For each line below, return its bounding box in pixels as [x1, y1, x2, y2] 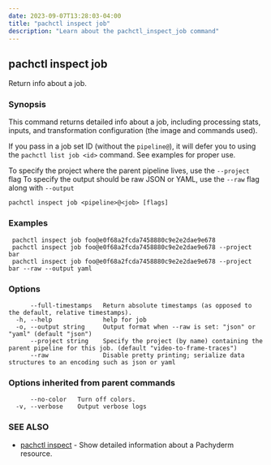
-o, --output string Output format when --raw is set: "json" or [15, 323, 256, 331]
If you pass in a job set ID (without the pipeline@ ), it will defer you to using [8, 141, 256, 151]
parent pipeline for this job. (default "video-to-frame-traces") [8, 344, 238, 353]
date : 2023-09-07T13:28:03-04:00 [8, 11, 122, 20]
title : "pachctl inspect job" [8, 19, 111, 28]
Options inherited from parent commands [8, 377, 176, 388]
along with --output [8, 183, 75, 193]
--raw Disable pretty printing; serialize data [29, 351, 245, 360]
